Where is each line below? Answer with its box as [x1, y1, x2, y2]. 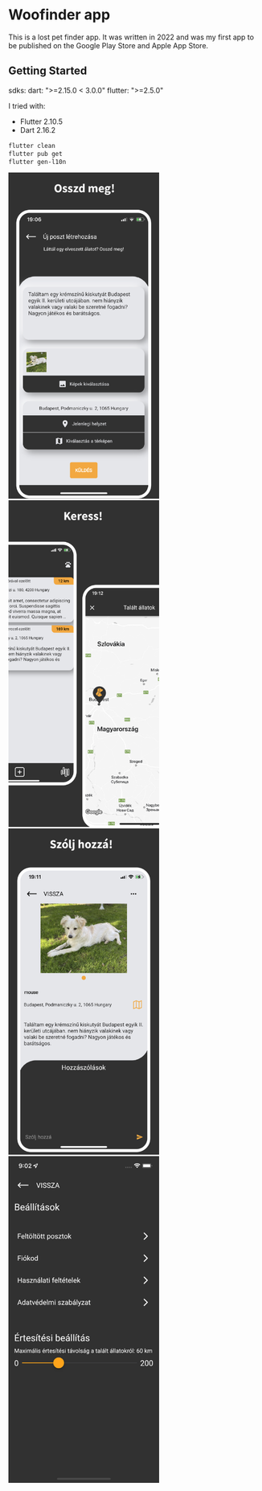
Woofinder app [8, 6, 111, 24]
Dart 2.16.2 [19, 125, 56, 134]
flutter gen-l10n [8, 158, 67, 166]
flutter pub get [8, 150, 63, 158]
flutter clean [8, 142, 56, 150]
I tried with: [8, 101, 46, 110]
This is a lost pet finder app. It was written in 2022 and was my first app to [8, 32, 255, 42]
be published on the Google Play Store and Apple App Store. [8, 40, 209, 50]
